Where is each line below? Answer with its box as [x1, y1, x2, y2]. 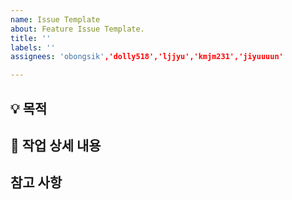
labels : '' [10, 42, 56, 53]
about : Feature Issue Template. [10, 24, 145, 34]
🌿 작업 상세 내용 [10, 137, 102, 154]
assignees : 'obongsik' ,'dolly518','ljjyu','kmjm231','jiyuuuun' [10, 52, 284, 62]
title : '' [10, 33, 52, 43]
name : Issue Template [10, 14, 101, 25]
